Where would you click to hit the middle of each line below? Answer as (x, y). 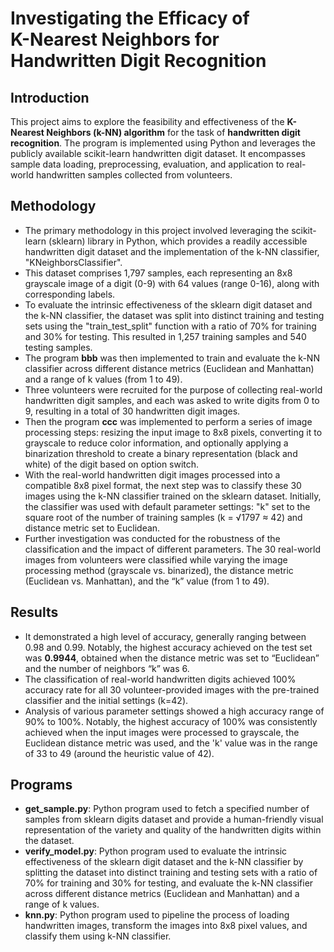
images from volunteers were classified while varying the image (156, 559)
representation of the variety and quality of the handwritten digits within (173, 830)
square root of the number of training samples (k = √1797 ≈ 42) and (163, 517)
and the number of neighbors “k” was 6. (107, 668)
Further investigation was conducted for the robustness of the (152, 538)
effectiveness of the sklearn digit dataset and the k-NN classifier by (164, 862)
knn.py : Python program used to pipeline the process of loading (157, 915)
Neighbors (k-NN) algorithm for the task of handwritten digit (173, 132)
